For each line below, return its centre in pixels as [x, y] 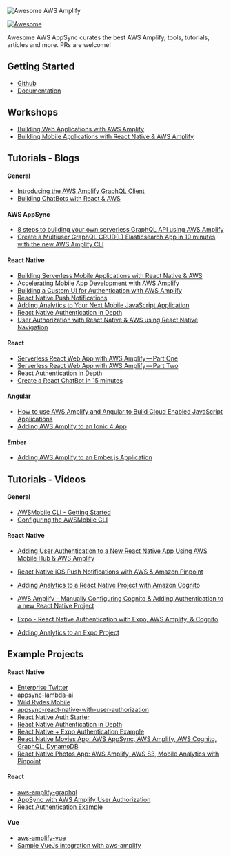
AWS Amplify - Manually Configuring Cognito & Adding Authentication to [120, 599]
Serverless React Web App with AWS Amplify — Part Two [98, 365]
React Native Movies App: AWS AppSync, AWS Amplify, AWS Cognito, [117, 739]
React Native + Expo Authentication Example [81, 731]
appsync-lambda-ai [45, 695]
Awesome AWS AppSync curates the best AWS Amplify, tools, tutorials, [109, 37]
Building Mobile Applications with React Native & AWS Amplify [106, 136]
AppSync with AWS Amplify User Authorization [84, 799]
